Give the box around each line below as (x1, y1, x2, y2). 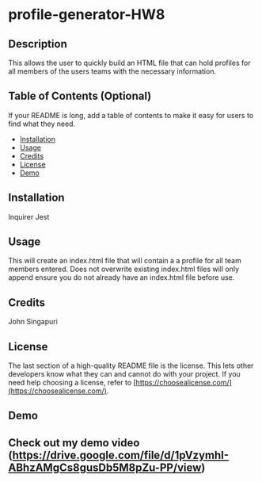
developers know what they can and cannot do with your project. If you (8, 369, 241, 379)
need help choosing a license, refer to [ (8, 378, 136, 388)
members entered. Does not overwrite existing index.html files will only (8, 264, 240, 274)
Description (8, 37, 67, 51)
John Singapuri (8, 317, 58, 327)
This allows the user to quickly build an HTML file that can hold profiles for (8, 58, 251, 67)
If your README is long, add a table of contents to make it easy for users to (8, 110, 254, 120)
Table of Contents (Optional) (8, 90, 152, 103)
